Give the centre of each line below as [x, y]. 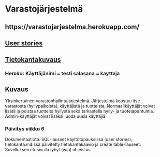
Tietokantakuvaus [33, 60]
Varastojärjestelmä [44, 9]
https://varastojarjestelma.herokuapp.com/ [72, 27]
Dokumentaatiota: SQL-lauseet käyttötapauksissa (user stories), [69, 140]
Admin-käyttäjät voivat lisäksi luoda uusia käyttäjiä [55, 116]
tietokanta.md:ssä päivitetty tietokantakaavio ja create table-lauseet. [73, 144]
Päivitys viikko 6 [25, 129]
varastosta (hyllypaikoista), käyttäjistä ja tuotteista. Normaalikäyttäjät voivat [80, 106]
